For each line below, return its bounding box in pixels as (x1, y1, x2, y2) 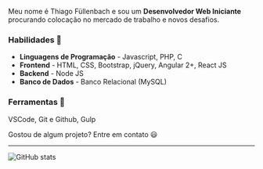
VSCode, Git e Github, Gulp (8, 114, 96, 124)
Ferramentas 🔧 (8, 97, 65, 108)
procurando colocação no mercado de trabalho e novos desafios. (8, 15, 220, 24)
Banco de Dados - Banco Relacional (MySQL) (19, 77, 167, 87)
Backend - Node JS (19, 69, 85, 78)
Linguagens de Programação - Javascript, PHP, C (19, 52, 182, 62)
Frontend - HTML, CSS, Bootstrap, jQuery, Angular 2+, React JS (19, 60, 227, 70)
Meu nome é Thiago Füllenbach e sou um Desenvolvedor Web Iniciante (8, 7, 241, 16)
